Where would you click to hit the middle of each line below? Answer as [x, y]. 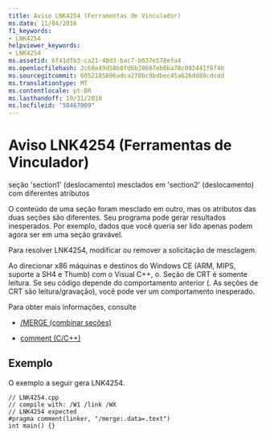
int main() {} [32, 426]
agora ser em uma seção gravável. [65, 235]
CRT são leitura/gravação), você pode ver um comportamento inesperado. [132, 291]
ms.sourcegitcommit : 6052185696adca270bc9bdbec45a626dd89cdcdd [117, 76]
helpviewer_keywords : [45, 46]
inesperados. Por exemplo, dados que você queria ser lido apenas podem [131, 226]
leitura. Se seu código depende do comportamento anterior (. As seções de [133, 283]
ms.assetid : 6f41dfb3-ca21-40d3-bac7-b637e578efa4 [95, 61]
